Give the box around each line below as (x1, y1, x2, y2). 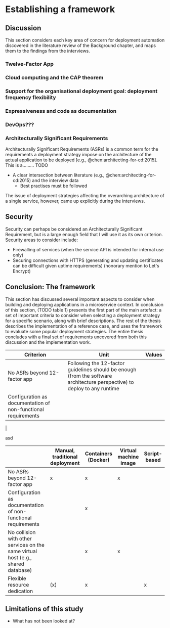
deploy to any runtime (67, 385, 120, 392)
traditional (52, 453, 78, 460)
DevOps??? (5, 121, 34, 128)
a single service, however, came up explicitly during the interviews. (5, 198, 145, 204)
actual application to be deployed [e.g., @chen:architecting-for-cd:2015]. (5, 157, 158, 163)
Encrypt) (12, 268, 31, 274)
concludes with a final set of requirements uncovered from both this (5, 334, 147, 340)
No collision (8, 528, 36, 535)
